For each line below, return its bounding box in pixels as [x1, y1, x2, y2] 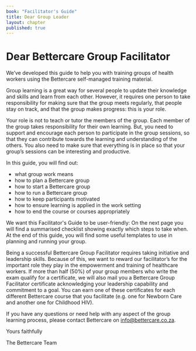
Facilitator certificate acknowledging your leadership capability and [6, 280, 169, 287]
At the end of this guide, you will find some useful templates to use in [6, 232, 173, 239]
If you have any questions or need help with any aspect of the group [6, 311, 171, 318]
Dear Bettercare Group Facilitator [6, 50, 171, 63]
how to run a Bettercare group [14, 190, 88, 197]
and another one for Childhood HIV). [6, 299, 94, 306]
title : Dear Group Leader [6, 14, 69, 20]
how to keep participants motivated [14, 195, 101, 202]
